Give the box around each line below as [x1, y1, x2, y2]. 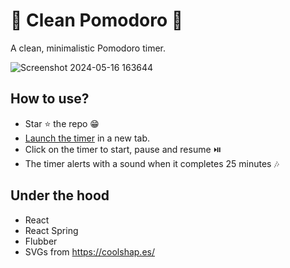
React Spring [24, 224, 79, 236]
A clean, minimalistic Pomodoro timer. [10, 42, 166, 54]
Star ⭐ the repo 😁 [24, 117, 100, 129]
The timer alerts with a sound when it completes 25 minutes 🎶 [24, 157, 280, 169]
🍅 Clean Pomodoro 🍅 [10, 9, 184, 32]
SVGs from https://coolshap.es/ [24, 245, 155, 258]
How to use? [10, 90, 90, 108]
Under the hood [10, 187, 110, 204]
